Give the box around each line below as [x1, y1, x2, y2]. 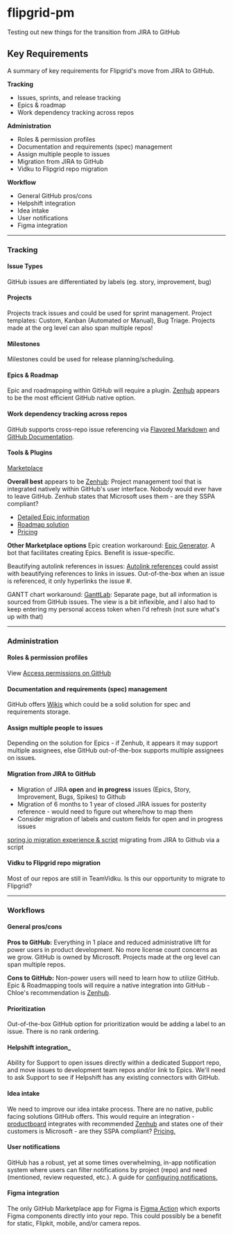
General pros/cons [7, 923, 62, 931]
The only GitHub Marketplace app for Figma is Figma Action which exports [7, 1204, 221, 1212]
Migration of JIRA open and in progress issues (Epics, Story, [17, 785, 191, 793]
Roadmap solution [17, 520, 69, 529]
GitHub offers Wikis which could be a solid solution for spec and [7, 700, 191, 709]
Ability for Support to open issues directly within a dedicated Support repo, [7, 1058, 222, 1067]
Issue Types [7, 262, 43, 270]
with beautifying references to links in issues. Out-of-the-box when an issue [7, 569, 225, 577]
